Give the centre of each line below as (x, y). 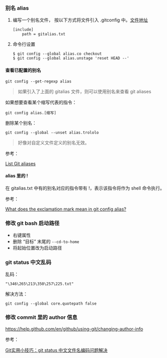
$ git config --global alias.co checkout (57, 54)
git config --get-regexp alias (38, 81)
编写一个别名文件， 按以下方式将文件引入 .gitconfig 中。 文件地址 (80, 20)
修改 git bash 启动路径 (32, 223)
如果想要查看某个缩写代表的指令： (41, 102)
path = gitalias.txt (44, 34)
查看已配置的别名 (23, 70)
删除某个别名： (21, 123)
